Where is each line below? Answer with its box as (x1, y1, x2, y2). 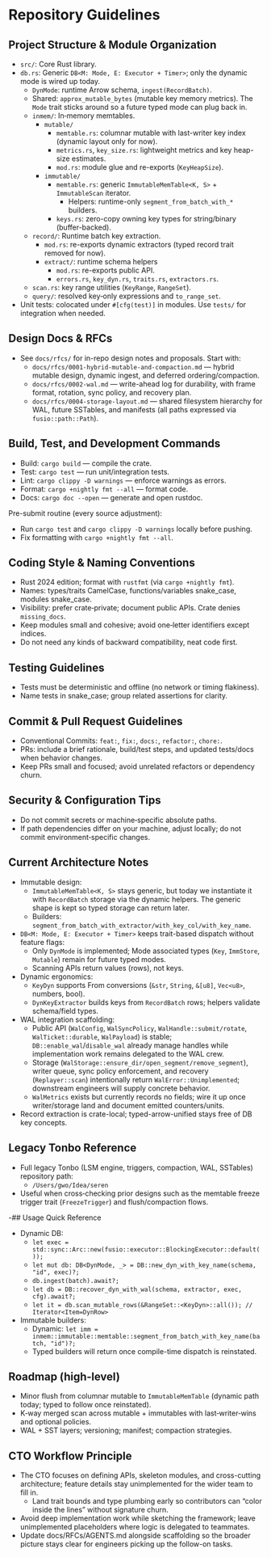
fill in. (19, 1487, 39, 1497)
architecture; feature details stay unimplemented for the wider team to (19, 1479, 253, 1489)
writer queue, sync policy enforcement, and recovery (31, 1065, 209, 1076)
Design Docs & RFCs (8, 331, 113, 345)
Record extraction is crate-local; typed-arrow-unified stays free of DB (19, 1109, 252, 1119)
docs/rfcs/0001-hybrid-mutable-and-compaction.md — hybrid (31, 361, 235, 371)
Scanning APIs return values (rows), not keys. (31, 963, 184, 973)
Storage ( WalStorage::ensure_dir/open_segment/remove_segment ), (31, 1057, 248, 1067)
